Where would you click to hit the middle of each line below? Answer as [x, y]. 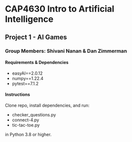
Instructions [18, 95]
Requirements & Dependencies [37, 63]
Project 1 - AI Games [36, 37]
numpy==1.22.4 [28, 78]
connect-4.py [26, 120]
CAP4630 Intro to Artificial [60, 9]
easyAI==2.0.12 [27, 73]
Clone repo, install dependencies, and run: [47, 105]
